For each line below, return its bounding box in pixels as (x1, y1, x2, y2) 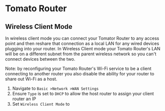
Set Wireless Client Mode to (12, 101, 70, 107)
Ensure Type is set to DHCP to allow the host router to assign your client (12, 91, 154, 96)
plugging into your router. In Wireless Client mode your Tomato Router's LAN (5, 46, 161, 51)
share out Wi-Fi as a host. (5, 76, 58, 82)
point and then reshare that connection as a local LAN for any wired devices (5, 41, 159, 46)
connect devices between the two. (5, 56, 75, 62)
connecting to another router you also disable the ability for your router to (5, 71, 154, 76)
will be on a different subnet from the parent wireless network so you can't (5, 51, 157, 57)
